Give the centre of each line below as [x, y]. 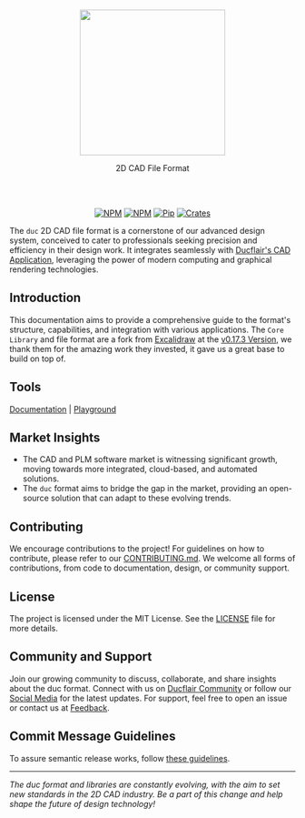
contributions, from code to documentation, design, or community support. [150, 568]
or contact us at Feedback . [60, 707]
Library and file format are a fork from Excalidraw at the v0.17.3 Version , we [151, 339]
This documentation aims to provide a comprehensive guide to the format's [150, 319]
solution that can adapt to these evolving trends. [141, 498]
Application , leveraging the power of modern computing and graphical [141, 260]
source [36, 498]
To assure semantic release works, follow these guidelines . [120, 758]
